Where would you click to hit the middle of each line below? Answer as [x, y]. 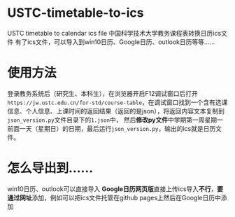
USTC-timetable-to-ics [76, 13]
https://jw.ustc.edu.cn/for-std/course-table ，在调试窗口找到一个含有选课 [117, 102]
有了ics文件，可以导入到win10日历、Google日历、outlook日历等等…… [115, 42]
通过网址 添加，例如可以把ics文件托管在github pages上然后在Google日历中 [114, 197]
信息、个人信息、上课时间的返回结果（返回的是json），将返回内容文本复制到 [116, 111]
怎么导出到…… [50, 168]
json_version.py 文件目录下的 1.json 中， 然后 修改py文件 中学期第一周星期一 [115, 120]
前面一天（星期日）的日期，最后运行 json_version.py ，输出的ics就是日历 [112, 128]
